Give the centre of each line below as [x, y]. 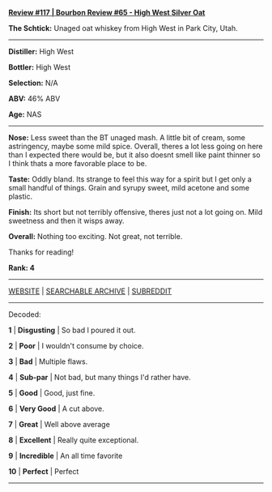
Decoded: [25, 314]
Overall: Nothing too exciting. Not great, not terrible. [96, 236]
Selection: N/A [33, 83]
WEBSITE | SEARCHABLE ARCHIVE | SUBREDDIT [90, 291]
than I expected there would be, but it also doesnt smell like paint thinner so [134, 155]
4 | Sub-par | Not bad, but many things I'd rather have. [100, 377]
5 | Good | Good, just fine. [52, 393]
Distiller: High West [41, 51]
